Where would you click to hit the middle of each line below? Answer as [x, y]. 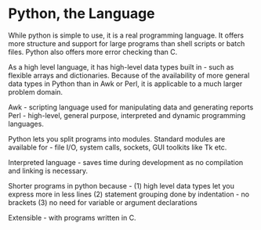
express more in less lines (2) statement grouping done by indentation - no [129, 194]
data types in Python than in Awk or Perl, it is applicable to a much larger [125, 84]
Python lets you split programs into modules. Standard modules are [117, 138]
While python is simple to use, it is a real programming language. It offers [126, 35]
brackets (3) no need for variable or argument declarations [103, 202]
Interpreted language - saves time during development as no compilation [126, 162]
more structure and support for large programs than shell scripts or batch [127, 43]
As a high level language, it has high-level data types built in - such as [121, 66]
